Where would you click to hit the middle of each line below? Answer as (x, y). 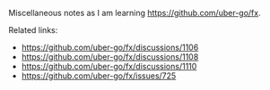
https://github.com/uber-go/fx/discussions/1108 (110, 57)
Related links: (33, 30)
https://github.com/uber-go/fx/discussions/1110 (109, 66)
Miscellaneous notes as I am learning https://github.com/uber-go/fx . (135, 13)
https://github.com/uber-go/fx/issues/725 (99, 76)
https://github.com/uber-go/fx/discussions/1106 (110, 47)
